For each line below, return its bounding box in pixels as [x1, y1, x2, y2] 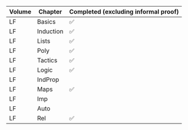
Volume [9, 8, 32, 15]
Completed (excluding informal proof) [69, 8, 180, 15]
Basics [37, 18, 56, 26]
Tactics [37, 56, 58, 64]
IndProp [37, 75, 59, 84]
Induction [37, 27, 64, 35]
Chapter [38, 8, 62, 15]
